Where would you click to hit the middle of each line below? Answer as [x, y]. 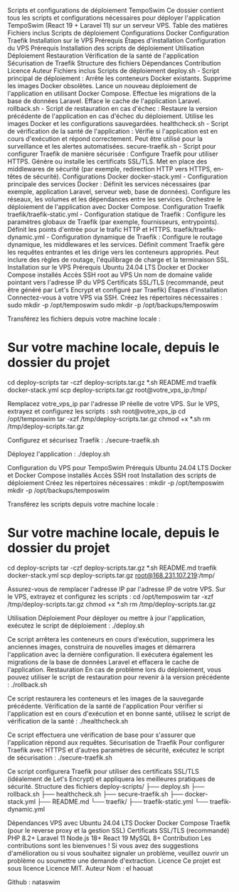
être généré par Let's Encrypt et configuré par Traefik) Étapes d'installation [117, 290]
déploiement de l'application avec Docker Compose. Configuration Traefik [116, 207]
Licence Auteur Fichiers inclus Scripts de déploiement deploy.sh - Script [113, 71]
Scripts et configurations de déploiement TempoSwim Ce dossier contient [116, 10]
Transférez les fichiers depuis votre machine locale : [84, 319]
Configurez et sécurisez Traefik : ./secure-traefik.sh [84, 440]
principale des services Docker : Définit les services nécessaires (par [109, 184]
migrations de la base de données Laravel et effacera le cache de [103, 662]
